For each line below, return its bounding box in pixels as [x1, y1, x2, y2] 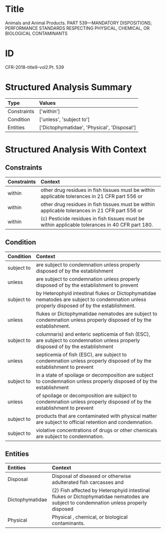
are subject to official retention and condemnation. [36, 418, 153, 425]
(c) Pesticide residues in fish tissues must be [41, 215, 145, 222]
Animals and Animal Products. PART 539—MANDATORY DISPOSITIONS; [5, 20, 152, 26]
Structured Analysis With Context [5, 144, 147, 155]
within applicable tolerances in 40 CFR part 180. [41, 221, 153, 228]
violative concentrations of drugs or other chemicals [36, 426, 157, 433]
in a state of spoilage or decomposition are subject [36, 371, 154, 378]
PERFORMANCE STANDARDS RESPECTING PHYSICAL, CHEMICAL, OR [5, 25, 150, 31]
